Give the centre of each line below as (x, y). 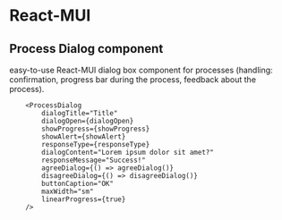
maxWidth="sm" (68, 191)
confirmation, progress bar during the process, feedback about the (133, 80)
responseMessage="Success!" (94, 160)
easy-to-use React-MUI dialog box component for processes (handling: (141, 70)
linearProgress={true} (84, 199)
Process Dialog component (86, 49)
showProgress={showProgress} (96, 129)
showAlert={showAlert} (84, 137)
